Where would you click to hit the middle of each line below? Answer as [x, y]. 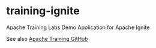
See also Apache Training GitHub [47, 39]
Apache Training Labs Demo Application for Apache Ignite [78, 27]
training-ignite [43, 11]
